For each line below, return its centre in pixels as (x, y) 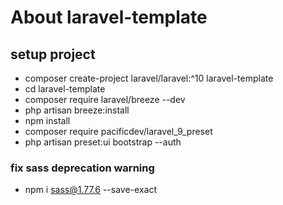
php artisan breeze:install (77, 110)
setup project (53, 54)
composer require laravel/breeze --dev (105, 99)
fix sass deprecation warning (82, 168)
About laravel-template (109, 17)
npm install (47, 120)
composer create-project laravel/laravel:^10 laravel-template (149, 78)
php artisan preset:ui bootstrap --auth (103, 142)
